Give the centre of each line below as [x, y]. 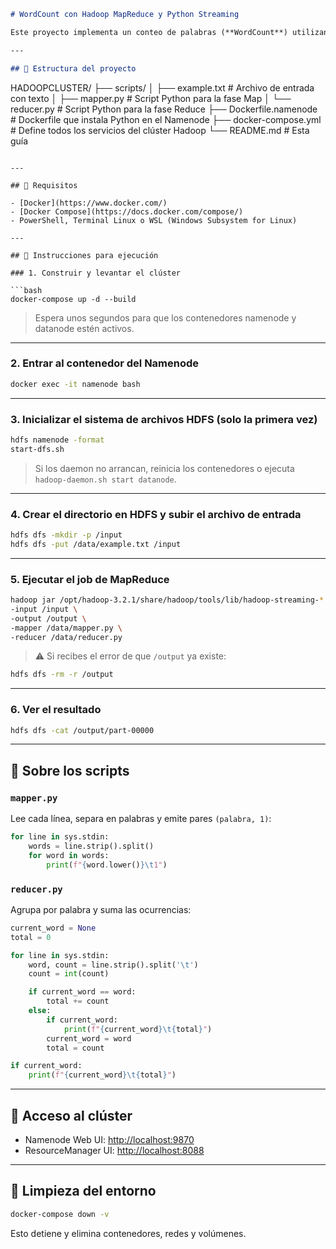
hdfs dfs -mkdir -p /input [66, 535]
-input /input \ [44, 609]
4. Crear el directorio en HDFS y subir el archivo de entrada [156, 514]
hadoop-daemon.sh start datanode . [105, 479]
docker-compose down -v [60, 1214]
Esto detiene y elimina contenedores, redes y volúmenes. [128, 1233]
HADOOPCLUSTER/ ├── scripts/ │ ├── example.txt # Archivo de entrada [162, 87]
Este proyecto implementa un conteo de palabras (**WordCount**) [149, 32]
